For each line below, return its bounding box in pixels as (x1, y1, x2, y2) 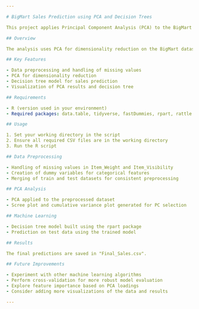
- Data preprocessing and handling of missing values (6, 67, 142, 73)
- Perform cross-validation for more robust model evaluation (6, 278, 163, 284)
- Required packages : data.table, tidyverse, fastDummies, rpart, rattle (6, 111, 192, 117)
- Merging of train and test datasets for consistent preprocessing (6, 175, 179, 181)
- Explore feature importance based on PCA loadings (6, 283, 139, 289)
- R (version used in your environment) (6, 105, 108, 111)
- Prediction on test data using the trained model (6, 229, 136, 235)
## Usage (6, 121, 28, 127)
